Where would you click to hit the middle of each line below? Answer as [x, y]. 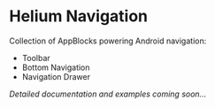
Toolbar [36, 58]
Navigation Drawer [56, 76]
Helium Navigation [79, 16]
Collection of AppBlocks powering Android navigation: [108, 41]
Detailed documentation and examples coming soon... [108, 94]
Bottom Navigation [56, 67]
